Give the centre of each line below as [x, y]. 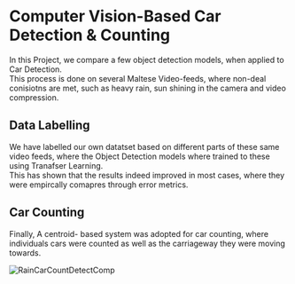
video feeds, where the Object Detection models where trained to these [140, 156]
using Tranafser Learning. [56, 165]
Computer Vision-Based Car [115, 16]
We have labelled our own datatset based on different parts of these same [144, 146]
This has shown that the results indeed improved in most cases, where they [147, 175]
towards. [25, 252]
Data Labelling [50, 126]
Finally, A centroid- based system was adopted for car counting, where [139, 233]
